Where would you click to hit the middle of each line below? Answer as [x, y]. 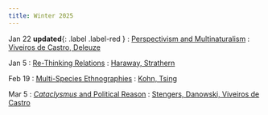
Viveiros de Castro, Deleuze [54, 47]
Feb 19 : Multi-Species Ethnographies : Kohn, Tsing [93, 78]
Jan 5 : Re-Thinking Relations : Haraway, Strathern [92, 63]
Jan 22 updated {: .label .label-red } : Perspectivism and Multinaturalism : [129, 39]
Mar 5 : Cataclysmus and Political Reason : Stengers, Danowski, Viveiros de [134, 94]
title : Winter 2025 [41, 16]
